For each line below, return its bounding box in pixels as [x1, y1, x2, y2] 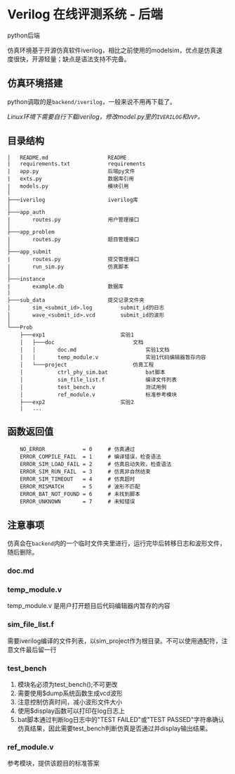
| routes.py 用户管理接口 [7, 216, 140, 223]
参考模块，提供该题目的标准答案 [7, 759, 100, 768]
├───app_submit [7, 248, 52, 255]
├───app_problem [7, 228, 55, 236]
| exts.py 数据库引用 [7, 175, 135, 182]
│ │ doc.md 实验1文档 [20, 346, 170, 353]
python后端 [7, 31, 40, 39]
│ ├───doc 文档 [20, 338, 144, 345]
